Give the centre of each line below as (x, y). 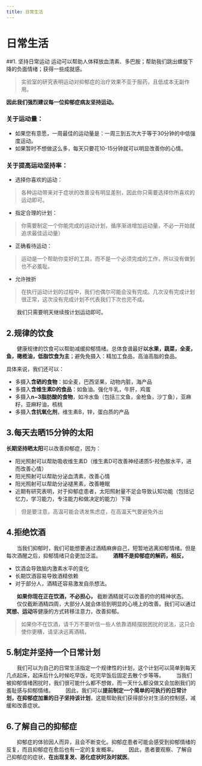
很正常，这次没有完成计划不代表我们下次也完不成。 (84, 299)
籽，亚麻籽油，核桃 (39, 404)
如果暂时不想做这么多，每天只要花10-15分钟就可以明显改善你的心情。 (100, 148)
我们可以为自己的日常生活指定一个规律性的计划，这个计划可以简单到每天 (106, 668)
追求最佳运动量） (42, 233)
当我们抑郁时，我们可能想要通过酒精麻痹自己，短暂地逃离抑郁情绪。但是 (106, 548)
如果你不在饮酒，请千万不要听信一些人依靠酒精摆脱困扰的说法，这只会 (108, 624)
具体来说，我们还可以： (35, 369)
